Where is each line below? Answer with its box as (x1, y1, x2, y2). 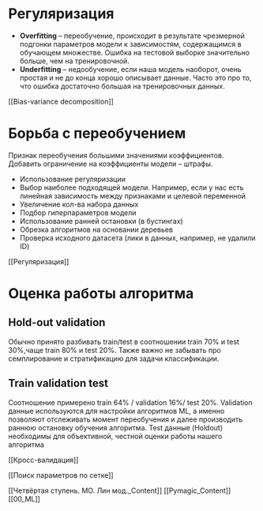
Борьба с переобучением (8, 124, 186, 142)
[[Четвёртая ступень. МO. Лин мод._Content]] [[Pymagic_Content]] (8, 486, 231, 495)
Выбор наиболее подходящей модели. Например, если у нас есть (19, 183, 244, 192)
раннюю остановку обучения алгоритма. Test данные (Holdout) (8, 422, 224, 432)
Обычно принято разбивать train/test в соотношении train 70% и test (8, 337, 239, 346)
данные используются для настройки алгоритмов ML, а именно (8, 406, 225, 415)
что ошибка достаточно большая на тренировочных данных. (19, 81, 225, 91)
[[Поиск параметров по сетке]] (8, 470, 114, 479)
